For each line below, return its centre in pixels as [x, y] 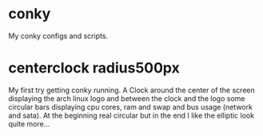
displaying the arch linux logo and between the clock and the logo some [127, 98]
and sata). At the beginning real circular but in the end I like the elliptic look [131, 115]
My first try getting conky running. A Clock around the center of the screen [131, 90]
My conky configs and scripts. [58, 36]
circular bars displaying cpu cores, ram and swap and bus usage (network [131, 107]
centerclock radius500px [94, 68]
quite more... [29, 123]
